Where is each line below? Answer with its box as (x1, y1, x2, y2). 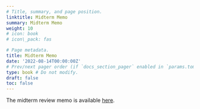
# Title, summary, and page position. (6, 8, 102, 15)
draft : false (6, 75, 39, 81)
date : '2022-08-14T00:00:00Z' (6, 58, 82, 64)
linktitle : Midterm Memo (6, 14, 68, 20)
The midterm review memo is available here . (6, 96, 115, 104)
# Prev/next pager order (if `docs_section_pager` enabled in (6, 64, 164, 70)
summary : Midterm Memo (6, 20, 62, 26)
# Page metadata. (6, 47, 49, 54)
